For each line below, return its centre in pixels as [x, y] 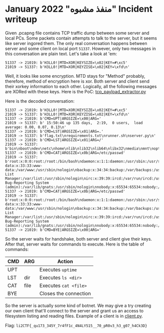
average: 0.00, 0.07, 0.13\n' [36, 127]
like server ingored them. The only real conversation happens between [76, 43]
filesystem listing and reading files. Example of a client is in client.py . [74, 316]
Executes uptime [58, 269]
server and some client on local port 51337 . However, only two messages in [81, 48]
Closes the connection [65, 293]
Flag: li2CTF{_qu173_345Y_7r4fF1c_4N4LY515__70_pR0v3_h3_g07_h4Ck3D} [76, 325]
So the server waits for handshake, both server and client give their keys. [79, 239]
